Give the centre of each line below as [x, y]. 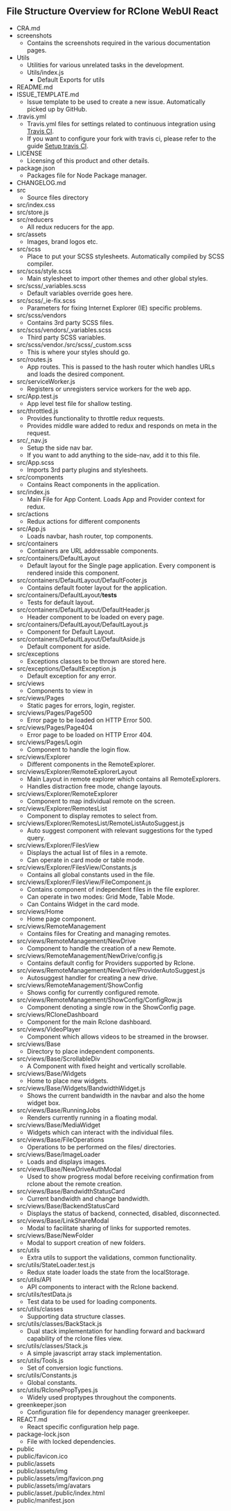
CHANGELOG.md [41, 182]
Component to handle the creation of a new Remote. [101, 948]
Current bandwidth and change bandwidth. [88, 1199]
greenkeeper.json [41, 1404]
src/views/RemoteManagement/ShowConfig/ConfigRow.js [99, 1000]
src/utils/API [34, 1279]
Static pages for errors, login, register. [81, 705]
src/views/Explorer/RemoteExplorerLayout [77, 771]
